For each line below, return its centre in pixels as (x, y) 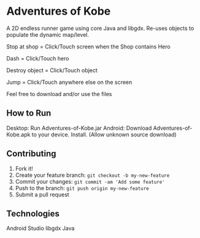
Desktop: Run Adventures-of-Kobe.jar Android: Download (79, 128)
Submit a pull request (42, 195)
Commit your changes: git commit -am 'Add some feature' (90, 181)
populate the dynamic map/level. (48, 34)
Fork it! (24, 168)
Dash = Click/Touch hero (38, 58)
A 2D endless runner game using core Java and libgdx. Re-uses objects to (100, 28)
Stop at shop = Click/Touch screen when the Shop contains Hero (88, 46)
